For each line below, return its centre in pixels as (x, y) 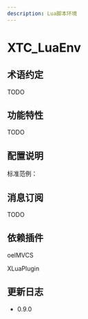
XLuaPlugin (23, 268)
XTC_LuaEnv (44, 47)
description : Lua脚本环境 (42, 13)
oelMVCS (20, 255)
